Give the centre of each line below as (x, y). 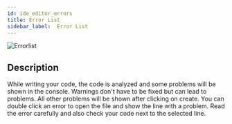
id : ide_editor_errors (40, 13)
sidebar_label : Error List (48, 26)
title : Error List (34, 20)
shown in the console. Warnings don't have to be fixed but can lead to (107, 92)
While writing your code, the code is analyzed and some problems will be (111, 84)
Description (33, 67)
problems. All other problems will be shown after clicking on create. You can (116, 99)
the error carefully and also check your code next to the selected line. (107, 114)
